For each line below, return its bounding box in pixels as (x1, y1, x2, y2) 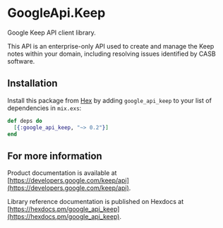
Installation (7, 78, 58, 90)
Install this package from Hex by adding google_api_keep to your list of (7, 96, 212, 104)
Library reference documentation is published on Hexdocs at (7, 198, 184, 206)
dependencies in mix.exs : (7, 104, 82, 112)
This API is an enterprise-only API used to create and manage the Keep (7, 42, 215, 50)
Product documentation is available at (7, 169, 117, 177)
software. (7, 56, 35, 65)
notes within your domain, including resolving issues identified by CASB (7, 49, 217, 58)
